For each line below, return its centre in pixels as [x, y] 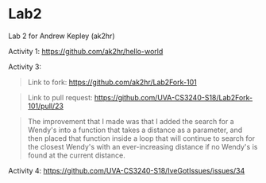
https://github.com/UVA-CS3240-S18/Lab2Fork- [173, 97]
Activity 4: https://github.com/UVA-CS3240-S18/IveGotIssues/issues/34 [127, 170]
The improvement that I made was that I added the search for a [131, 121]
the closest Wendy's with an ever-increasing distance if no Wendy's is [143, 146]
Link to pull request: [60, 97]
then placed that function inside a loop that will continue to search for [141, 138]
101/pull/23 [45, 106]
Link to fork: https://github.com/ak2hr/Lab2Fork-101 [112, 82]
